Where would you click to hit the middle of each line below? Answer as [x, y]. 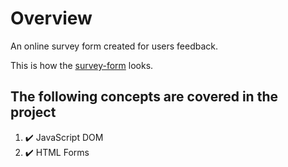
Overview [51, 18]
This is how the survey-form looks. [82, 65]
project [33, 112]
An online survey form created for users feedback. [114, 46]
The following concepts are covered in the [144, 97]
